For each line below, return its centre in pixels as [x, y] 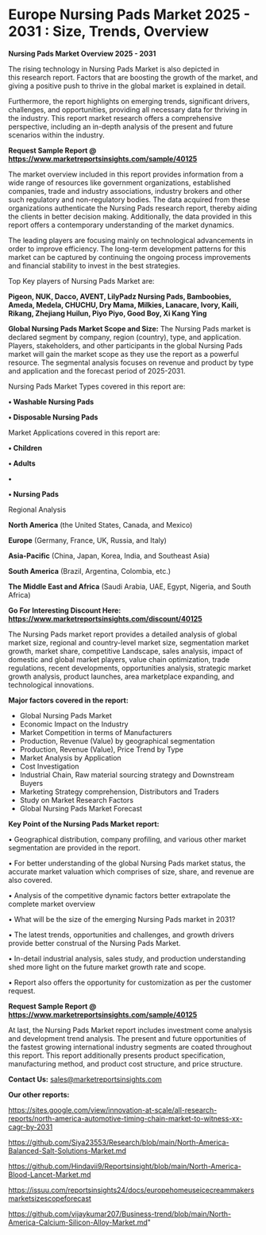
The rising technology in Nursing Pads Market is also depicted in [114, 68]
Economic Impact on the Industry [74, 724]
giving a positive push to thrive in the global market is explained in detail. [127, 86]
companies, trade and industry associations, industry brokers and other [125, 191]
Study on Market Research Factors [76, 799]
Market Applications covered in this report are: [84, 432]
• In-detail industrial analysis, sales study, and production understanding [127, 958]
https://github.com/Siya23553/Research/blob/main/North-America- [119, 1142]
